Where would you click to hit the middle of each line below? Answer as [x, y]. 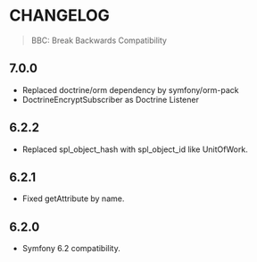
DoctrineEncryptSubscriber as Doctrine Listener [110, 99]
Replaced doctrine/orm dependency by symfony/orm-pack [130, 89]
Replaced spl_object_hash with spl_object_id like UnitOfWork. [135, 149]
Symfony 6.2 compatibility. [71, 249]
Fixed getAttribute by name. [73, 199]
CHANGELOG [59, 16]
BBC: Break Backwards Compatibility [99, 40]
